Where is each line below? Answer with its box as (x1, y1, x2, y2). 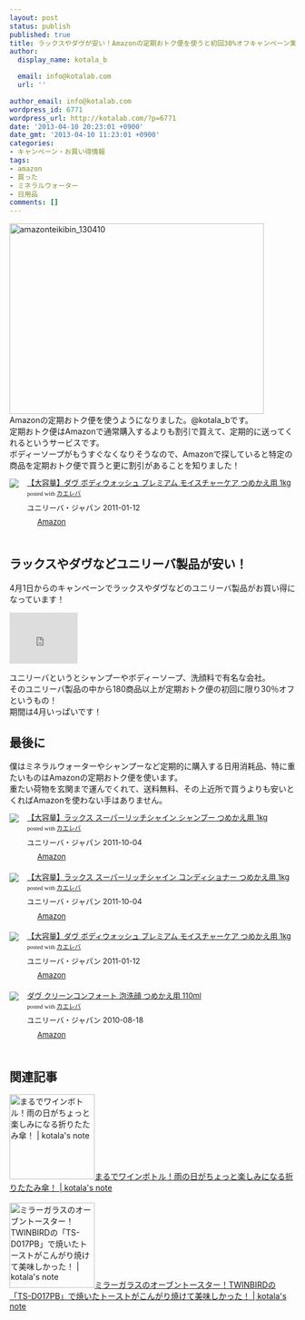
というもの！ (9, 694, 57, 705)
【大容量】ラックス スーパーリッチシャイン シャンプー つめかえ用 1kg (26, 813, 268, 823)
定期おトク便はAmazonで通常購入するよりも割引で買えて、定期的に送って (9, 426, 286, 437)
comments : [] (9, 198, 59, 207)
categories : (9, 139, 54, 148)
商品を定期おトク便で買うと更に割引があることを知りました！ (9, 460, 241, 471)
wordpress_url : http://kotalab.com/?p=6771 (9, 113, 177, 123)
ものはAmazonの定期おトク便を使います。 (25, 773, 183, 783)
